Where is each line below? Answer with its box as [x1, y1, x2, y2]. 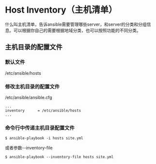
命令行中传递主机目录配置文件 [5, 124, 75, 131]
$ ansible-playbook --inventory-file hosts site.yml [5, 155, 114, 160]
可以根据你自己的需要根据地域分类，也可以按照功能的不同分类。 [13, 27, 141, 33]
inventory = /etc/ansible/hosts [5, 108, 81, 113]
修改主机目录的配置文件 [5, 83, 60, 90]
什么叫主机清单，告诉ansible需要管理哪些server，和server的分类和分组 [5, 21, 147, 27]
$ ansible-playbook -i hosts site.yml [5, 136, 83, 141]
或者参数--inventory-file [5, 145, 53, 151]
